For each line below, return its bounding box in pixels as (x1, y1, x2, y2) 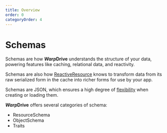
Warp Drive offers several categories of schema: (5, 102, 107, 108)
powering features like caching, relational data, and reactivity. (5, 61, 135, 68)
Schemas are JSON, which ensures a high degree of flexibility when (5, 86, 149, 93)
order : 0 (5, 12, 24, 17)
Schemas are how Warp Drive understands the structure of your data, (5, 56, 152, 62)
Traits (12, 123, 25, 129)
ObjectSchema (12, 117, 44, 123)
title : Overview (5, 7, 40, 13)
